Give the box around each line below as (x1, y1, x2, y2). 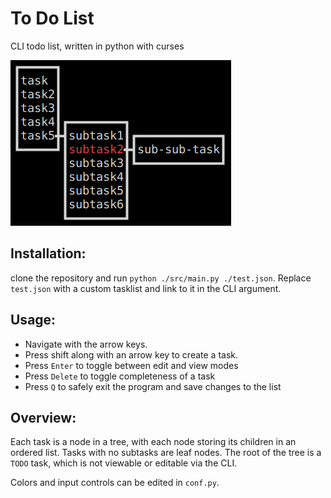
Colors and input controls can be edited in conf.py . (10, 477, 220, 489)
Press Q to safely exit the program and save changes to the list (24, 380, 282, 392)
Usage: (10, 312, 57, 329)
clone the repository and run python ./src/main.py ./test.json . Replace (10, 272, 312, 284)
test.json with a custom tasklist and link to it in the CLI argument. (10, 282, 282, 294)
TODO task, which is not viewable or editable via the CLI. (10, 457, 238, 469)
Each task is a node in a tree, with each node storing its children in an (10, 436, 297, 448)
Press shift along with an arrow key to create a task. (24, 348, 239, 361)
